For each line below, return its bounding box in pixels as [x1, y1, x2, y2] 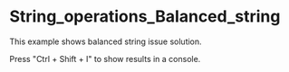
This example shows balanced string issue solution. [9, 36, 202, 47]
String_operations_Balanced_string [9, 6, 281, 27]
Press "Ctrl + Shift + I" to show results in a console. [9, 53, 201, 64]
